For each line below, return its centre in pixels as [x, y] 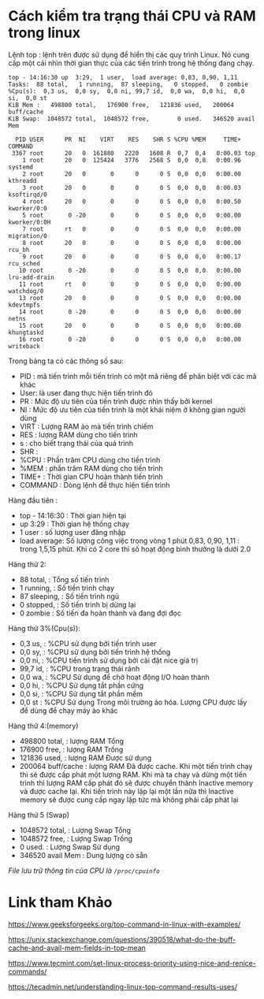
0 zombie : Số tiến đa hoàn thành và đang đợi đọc [100, 613]
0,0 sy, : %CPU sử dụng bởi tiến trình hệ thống [95, 652]
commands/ [28, 971]
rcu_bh [19, 250]
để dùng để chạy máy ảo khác [69, 710]
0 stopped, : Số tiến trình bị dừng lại [78, 604]
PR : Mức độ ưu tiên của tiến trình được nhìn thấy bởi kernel [116, 401]
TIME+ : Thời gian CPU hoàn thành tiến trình [91, 477]
